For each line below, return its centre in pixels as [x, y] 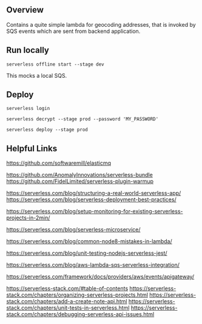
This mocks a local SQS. [37, 75]
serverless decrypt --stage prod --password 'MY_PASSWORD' [82, 119]
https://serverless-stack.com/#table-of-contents [67, 289]
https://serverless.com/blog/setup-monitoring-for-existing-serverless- [95, 212]
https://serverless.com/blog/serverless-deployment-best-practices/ [92, 199]
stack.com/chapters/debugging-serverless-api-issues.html [80, 314]
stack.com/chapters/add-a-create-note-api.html [67, 302]
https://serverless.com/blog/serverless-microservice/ [73, 230]
